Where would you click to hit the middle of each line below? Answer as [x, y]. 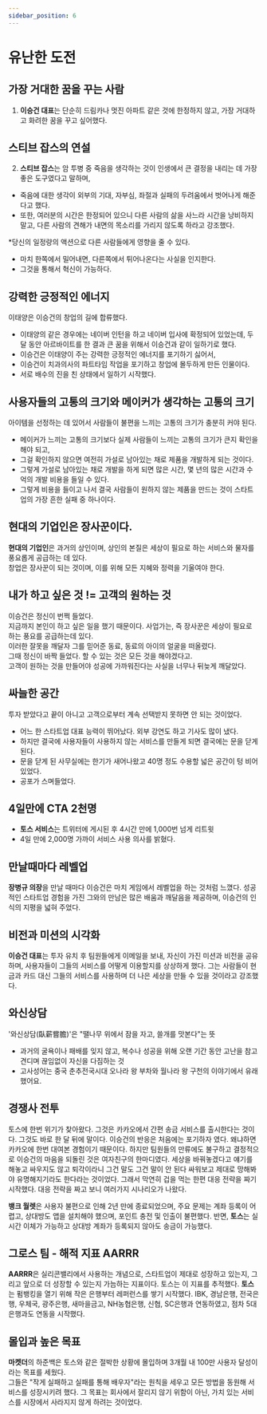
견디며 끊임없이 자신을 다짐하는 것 [72, 1060]
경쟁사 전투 [34, 1109]
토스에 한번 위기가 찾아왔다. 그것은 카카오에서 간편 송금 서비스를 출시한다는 [124, 1129]
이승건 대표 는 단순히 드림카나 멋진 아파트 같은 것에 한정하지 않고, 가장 [127, 110]
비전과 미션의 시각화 [54, 935]
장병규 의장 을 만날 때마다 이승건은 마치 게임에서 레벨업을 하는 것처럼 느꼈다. [125, 887]
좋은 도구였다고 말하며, [55, 178]
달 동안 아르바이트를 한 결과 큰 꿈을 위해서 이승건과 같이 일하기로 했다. [128, 345]
